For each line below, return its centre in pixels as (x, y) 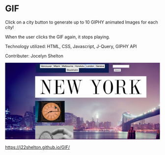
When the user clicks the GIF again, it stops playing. (58, 37)
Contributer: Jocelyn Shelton (34, 56)
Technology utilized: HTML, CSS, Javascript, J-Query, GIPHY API (71, 46)
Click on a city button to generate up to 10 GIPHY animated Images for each (82, 22)
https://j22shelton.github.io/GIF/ (38, 147)
